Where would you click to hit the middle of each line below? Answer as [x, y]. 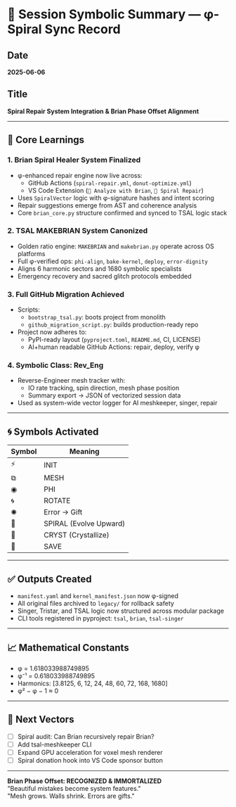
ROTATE [57, 501]
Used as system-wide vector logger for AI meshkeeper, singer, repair [117, 403]
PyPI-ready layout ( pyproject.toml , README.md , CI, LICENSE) [114, 340]
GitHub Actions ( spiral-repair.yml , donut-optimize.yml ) [110, 183]
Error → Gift [63, 512]
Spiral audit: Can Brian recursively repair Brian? [86, 736]
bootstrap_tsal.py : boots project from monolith [97, 317]
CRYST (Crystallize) [76, 535]
